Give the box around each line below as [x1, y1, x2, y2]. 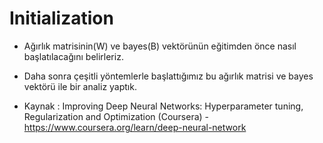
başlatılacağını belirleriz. [23, 50, 124, 62]
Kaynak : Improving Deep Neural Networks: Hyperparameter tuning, [23, 100, 304, 112]
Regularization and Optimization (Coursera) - [23, 110, 209, 122]
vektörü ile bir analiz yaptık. [23, 80, 137, 92]
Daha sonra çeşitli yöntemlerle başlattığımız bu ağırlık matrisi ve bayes [23, 70, 314, 82]
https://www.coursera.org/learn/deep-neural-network [23, 121, 247, 133]
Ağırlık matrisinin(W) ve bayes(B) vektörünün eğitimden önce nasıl [23, 40, 297, 52]
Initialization [9, 7, 114, 30]
